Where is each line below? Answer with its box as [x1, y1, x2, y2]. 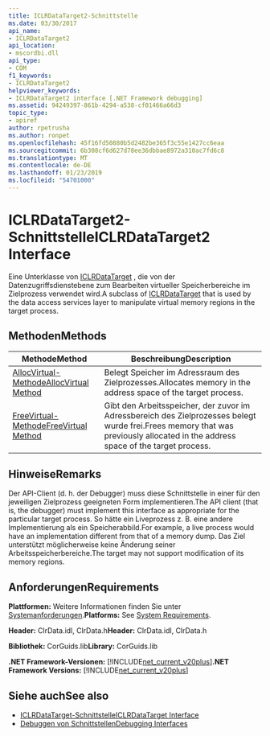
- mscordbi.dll [8, 49, 59, 57]
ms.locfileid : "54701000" [8, 176, 95, 185]
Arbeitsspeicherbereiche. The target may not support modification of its [8, 549, 244, 558]
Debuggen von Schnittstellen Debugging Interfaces [19, 719, 188, 729]
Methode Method [21, 353, 88, 364]
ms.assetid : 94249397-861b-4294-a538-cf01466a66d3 [8, 101, 182, 109]
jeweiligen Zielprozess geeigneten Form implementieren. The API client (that [8, 497, 259, 507]
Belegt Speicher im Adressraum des [104, 367, 240, 378]
